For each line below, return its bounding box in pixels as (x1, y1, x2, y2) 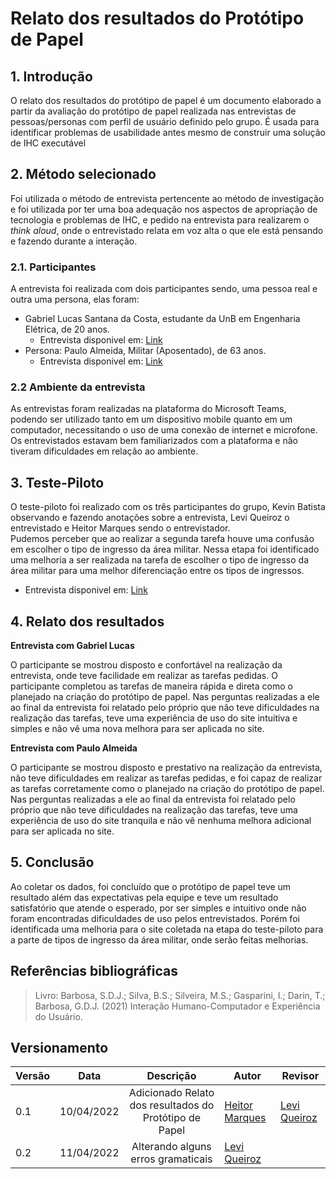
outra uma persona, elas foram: (10, 293, 140, 306)
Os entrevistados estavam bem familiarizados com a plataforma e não (10, 435, 298, 447)
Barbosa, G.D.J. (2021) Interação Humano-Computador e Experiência (34, 1000, 321, 1012)
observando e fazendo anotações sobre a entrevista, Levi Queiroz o (10, 512, 290, 524)
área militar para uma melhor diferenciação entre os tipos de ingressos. (10, 565, 305, 577)
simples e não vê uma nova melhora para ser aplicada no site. (10, 723, 265, 735)
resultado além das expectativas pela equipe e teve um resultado (10, 891, 279, 903)
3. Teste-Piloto (10, 474, 105, 491)
